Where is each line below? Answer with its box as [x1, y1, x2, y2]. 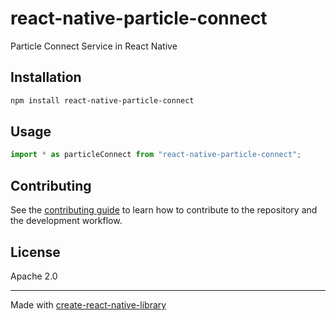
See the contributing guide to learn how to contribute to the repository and [10, 204, 318, 216]
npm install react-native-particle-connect [10, 95, 195, 106]
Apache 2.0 [10, 270, 58, 282]
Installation [10, 69, 82, 86]
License [10, 243, 61, 261]
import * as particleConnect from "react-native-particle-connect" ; [10, 150, 302, 160]
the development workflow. [10, 215, 123, 227]
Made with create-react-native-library [10, 298, 167, 311]
